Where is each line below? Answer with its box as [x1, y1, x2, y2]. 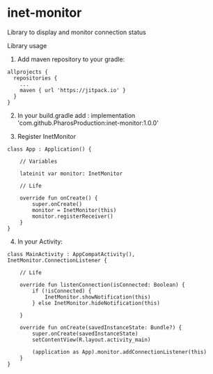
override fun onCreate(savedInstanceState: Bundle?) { [19, 324, 182, 331]
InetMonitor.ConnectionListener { [7, 257, 108, 264]
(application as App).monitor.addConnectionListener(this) [32, 348, 207, 355]
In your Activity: [17, 237, 63, 246]
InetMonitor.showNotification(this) [44, 293, 151, 301]
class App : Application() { [7, 145, 92, 153]
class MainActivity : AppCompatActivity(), [7, 250, 136, 257]
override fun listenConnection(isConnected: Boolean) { [19, 281, 186, 288]
